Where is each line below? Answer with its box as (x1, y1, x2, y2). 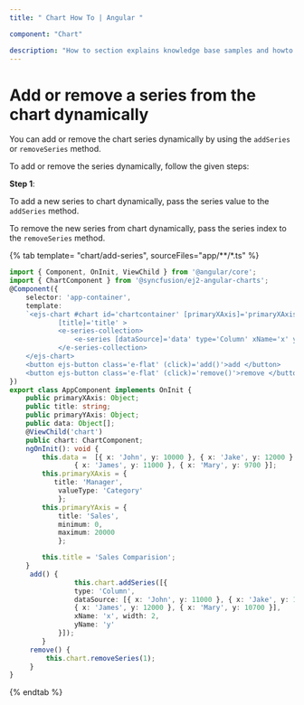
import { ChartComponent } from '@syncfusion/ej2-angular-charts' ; (9, 277, 270, 286)
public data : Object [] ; (25, 419, 116, 428)
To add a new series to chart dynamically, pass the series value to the (9, 196, 270, 207)
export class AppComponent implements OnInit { (9, 385, 193, 394)
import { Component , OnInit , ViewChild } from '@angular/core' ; (9, 268, 257, 277)
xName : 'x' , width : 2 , (73, 612, 160, 621)
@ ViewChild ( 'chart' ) (25, 427, 103, 437)
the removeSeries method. (9, 232, 106, 244)
